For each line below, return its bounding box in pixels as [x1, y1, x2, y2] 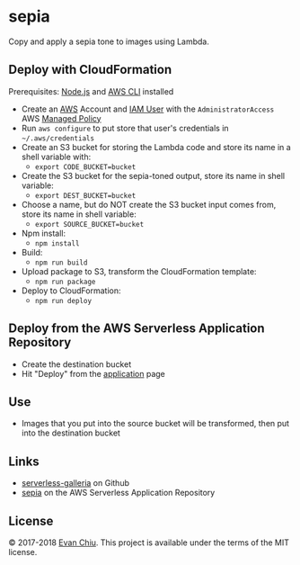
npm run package [34, 277, 96, 286]
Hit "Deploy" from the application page [21, 368, 165, 379]
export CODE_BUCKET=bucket [34, 162, 137, 172]
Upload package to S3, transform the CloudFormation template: [21, 265, 257, 276]
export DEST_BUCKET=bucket [34, 191, 137, 200]
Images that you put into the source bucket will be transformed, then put [21, 418, 289, 429]
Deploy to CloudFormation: [21, 285, 121, 296]
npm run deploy [34, 296, 92, 305]
